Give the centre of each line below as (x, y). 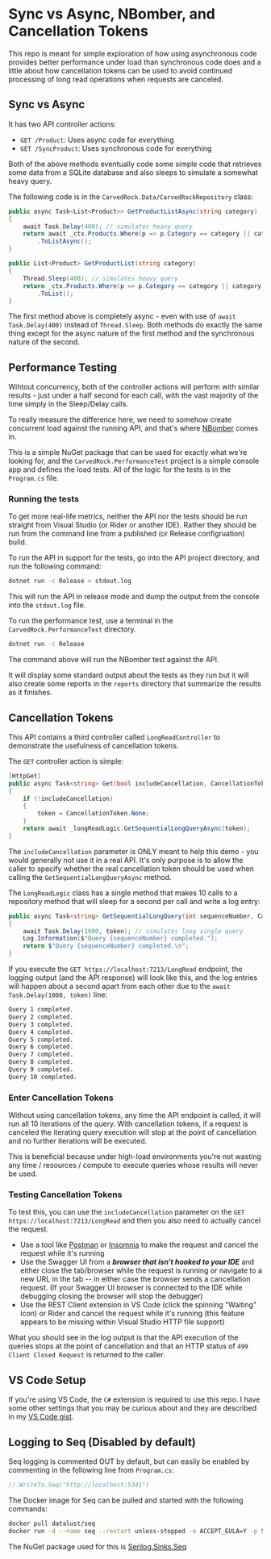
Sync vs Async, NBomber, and (112, 14)
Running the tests (44, 498)
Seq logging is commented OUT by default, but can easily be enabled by (129, 1461)
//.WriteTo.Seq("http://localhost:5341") (79, 1485)
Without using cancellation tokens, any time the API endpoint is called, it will (134, 1115)
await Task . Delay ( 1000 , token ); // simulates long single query (133, 931)
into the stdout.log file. (47, 605)
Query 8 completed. (41, 1062)
